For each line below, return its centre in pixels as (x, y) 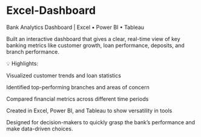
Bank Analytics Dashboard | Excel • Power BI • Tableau (75, 27)
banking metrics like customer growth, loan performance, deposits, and (95, 45)
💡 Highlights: (22, 63)
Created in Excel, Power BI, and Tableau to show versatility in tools (89, 110)
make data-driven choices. (40, 129)
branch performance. (33, 51)
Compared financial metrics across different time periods (77, 99)
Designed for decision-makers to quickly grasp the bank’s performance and (101, 122)
